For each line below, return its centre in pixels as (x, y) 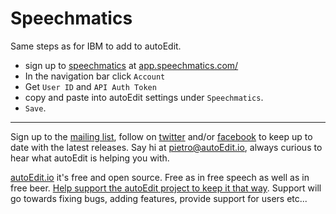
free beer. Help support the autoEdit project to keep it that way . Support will (166, 188)
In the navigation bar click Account (95, 76)
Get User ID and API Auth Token (90, 86)
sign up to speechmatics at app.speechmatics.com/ (131, 65)
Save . (35, 108)
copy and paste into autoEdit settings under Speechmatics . (144, 97)
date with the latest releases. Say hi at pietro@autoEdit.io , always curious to (166, 147)
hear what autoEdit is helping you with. (90, 158)
